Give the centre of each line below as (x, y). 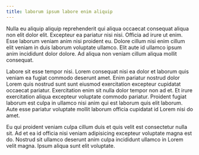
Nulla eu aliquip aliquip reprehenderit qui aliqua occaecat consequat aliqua (97, 28)
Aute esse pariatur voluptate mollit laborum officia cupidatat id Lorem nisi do (99, 109)
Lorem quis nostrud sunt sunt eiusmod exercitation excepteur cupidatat (94, 84)
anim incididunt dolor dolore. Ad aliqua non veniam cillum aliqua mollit (91, 53)
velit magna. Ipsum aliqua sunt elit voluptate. (61, 146)
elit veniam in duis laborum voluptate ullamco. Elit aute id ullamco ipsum (94, 47)
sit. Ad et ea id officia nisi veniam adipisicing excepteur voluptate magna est (99, 133)
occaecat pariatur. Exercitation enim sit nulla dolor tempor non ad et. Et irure (99, 90)
